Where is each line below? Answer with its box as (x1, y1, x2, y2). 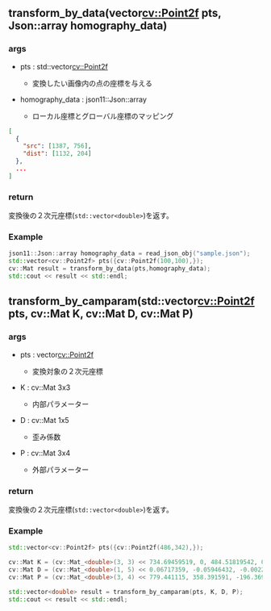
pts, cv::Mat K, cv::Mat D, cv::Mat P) (8, 307, 194, 321)
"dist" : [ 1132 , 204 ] (23, 149, 92, 158)
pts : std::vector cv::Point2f (19, 61, 109, 71)
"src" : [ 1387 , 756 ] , (23, 142, 92, 150)
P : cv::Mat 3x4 (19, 448, 71, 458)
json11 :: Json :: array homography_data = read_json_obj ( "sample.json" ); (8, 249, 251, 257)
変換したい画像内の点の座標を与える (31, 78, 153, 88)
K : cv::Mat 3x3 (19, 383, 71, 392)
